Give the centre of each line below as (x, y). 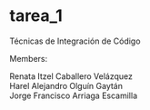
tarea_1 (36, 16)
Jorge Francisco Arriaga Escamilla (74, 95)
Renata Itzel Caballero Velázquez (71, 76)
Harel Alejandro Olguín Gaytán (66, 85)
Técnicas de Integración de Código (75, 41)
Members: (29, 58)
